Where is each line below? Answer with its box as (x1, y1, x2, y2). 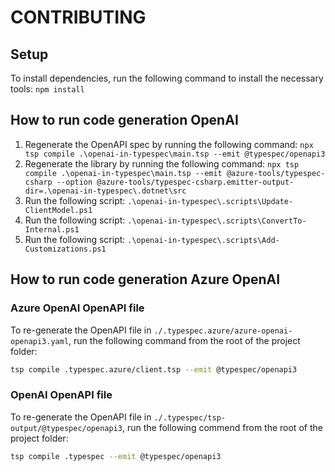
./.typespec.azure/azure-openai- (153, 326, 293, 336)
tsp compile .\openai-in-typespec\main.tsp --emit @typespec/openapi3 (24, 149, 326, 159)
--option (56, 177, 93, 187)
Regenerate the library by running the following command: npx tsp (24, 157, 300, 170)
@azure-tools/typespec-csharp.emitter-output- (96, 177, 295, 187)
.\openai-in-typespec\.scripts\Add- (127, 235, 280, 245)
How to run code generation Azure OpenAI (10, 271, 281, 288)
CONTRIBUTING (10, 6, 147, 29)
